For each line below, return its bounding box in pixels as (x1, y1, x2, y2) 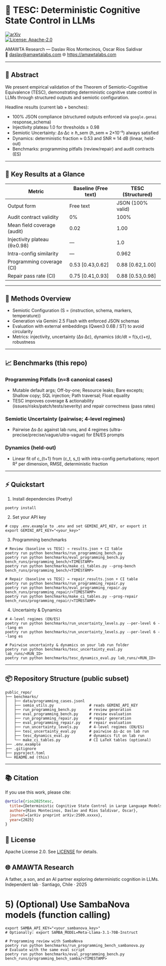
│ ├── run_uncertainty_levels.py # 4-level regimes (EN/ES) (5, 725, 145, 730)
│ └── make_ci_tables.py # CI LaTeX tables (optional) (5, 738, 152, 743)
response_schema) (12, 119, 51, 125)
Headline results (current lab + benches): (5, 104, 89, 110)
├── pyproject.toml (5, 751, 45, 756)
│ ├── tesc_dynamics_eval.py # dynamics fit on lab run (5, 733, 145, 738)
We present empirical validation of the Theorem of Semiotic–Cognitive (5, 84, 148, 90)
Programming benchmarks (12, 537, 67, 543)
